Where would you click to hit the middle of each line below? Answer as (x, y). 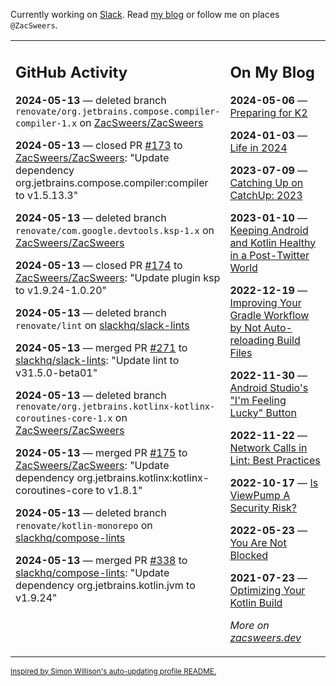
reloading (252, 340)
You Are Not (258, 542)
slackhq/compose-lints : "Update (92, 572)
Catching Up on (266, 182)
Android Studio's (269, 387)
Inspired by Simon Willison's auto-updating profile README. (113, 671)
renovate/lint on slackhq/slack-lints (102, 325)
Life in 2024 (258, 147)
